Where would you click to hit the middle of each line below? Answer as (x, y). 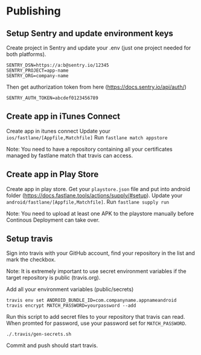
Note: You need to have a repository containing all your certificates (90, 149)
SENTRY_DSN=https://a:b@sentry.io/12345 (58, 65)
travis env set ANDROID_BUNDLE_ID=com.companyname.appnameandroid (91, 300)
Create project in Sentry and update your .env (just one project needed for (99, 48)
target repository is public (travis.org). (53, 278)
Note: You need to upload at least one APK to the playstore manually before (100, 213)
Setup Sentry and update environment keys (90, 33)
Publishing (34, 11)
